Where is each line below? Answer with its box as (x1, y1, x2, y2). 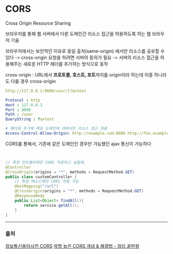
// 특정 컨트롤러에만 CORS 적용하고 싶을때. (5, 160, 86, 165)
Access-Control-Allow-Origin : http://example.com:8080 (5, 131, 126, 136)
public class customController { (5, 174, 77, 180)
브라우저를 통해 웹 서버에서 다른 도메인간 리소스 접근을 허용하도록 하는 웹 (5, 30, 151, 36)
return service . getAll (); (24, 203, 80, 208)
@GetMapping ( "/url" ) (14, 184, 59, 189)
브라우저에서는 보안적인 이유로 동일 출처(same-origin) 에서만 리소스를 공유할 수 (5, 48, 165, 54)
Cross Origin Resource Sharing (5, 20, 71, 26)
